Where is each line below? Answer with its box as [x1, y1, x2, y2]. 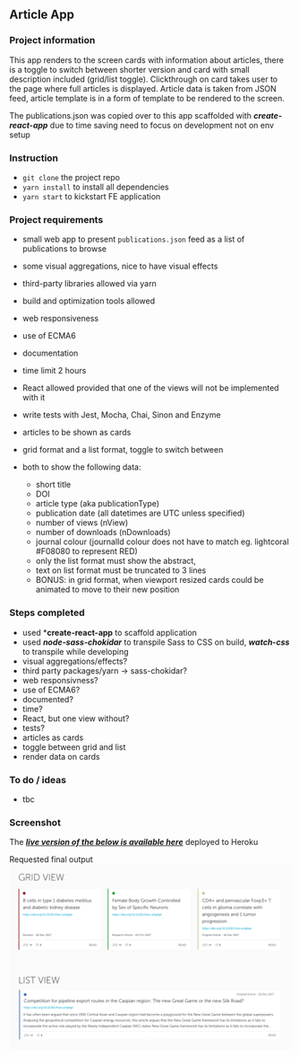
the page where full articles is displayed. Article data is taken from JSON [9, 83, 278, 93]
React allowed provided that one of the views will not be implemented [21, 383, 279, 393]
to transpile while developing [21, 646, 129, 656]
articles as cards [21, 732, 84, 743]
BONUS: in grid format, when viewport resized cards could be [35, 575, 264, 586]
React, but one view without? [21, 713, 130, 724]
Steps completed [9, 606, 85, 619]
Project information [9, 34, 96, 47]
